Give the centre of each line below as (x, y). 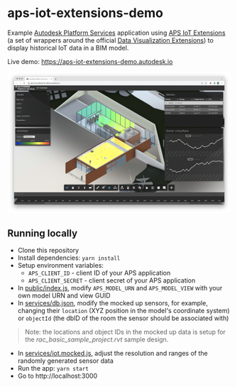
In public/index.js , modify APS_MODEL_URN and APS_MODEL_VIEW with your (120, 288)
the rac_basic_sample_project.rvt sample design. (97, 339)
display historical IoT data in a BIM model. (68, 48)
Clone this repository (48, 251)
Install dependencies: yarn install (69, 258)
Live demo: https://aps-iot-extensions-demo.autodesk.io (90, 61)
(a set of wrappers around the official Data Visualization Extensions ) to (111, 40)
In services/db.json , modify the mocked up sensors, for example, (112, 303)
